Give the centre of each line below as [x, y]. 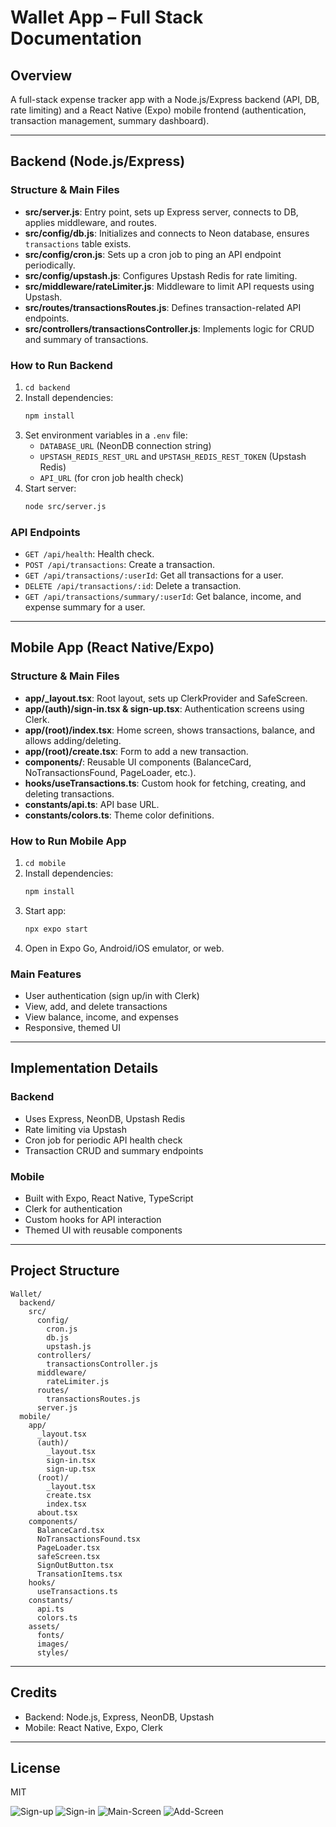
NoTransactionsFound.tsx [88, 1539]
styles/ [53, 1652]
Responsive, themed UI [73, 1028]
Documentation [76, 38]
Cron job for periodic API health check [103, 1140]
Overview [41, 75]
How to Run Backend [61, 365]
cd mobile [45, 864]
